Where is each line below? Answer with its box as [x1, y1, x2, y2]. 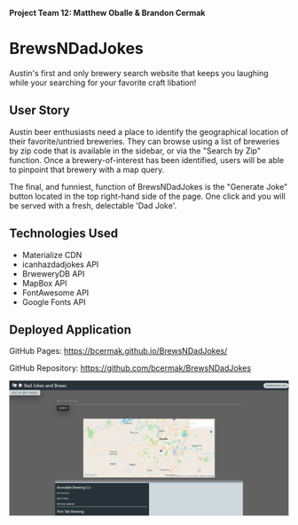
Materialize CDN [21, 249, 82, 260]
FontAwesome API [21, 287, 90, 298]
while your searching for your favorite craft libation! [9, 77, 197, 88]
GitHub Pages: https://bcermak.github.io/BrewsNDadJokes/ [9, 346, 228, 357]
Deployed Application [9, 322, 131, 337]
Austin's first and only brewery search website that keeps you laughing [9, 67, 269, 78]
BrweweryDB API [21, 268, 85, 278]
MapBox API [21, 278, 68, 288]
